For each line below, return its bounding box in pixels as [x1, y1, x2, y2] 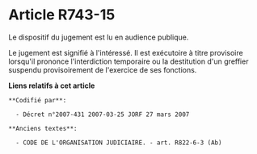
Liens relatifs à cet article [8, 81, 95, 90]
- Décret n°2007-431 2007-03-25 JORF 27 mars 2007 [15, 110, 190, 119]
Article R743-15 [8, 6, 116, 24]
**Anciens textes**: [8, 124, 78, 132]
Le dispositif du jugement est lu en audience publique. [8, 32, 189, 42]
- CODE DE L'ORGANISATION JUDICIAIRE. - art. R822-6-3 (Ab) [15, 139, 222, 147]
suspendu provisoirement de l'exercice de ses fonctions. [8, 65, 197, 74]
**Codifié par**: [8, 96, 67, 104]
